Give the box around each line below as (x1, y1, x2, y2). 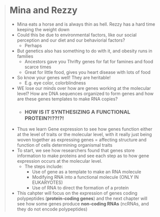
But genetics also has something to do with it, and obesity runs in (17, 48, 153, 54)
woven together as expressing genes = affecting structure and (17, 137, 147, 143)
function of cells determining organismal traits (17, 142, 113, 148)
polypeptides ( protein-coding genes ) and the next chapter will (17, 195, 148, 201)
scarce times (24, 64, 51, 70)
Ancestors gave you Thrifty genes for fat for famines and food (24, 58, 153, 64)
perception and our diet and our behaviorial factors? (17, 37, 125, 43)
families (17, 53, 34, 59)
